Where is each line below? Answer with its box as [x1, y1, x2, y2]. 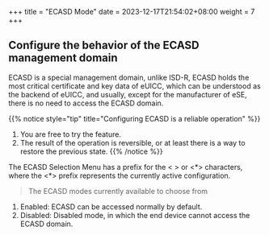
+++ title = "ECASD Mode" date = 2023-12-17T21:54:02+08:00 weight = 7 [8, 7, 255, 16]
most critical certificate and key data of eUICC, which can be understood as [8, 80, 261, 91]
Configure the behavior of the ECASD [8, 39, 200, 52]
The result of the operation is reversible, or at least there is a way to [19, 138, 246, 147]
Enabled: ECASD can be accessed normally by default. [19, 201, 203, 212]
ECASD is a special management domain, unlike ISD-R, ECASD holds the [8, 72, 250, 82]
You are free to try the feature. [19, 129, 121, 139]
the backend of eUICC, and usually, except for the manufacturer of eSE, [8, 89, 248, 99]
